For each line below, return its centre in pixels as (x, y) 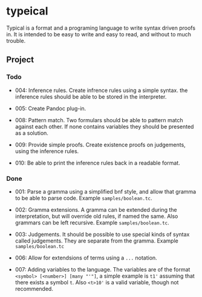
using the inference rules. (47, 151)
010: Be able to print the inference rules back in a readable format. (97, 163)
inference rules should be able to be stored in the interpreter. (91, 96)
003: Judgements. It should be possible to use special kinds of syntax (102, 234)
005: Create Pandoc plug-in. (50, 108)
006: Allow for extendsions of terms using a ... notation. (86, 258)
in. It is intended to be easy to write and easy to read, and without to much (99, 34)
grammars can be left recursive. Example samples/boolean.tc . (92, 223)
